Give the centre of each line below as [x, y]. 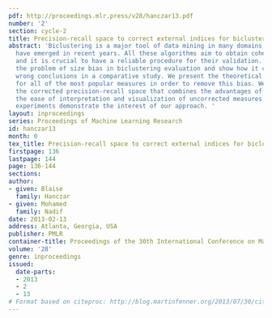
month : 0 [23, 136]
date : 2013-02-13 [38, 219]
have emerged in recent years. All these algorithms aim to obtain [132, 53]
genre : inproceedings [45, 257]
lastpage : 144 [32, 159]
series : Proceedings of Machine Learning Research [96, 121]
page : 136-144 [32, 167]
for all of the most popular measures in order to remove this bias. [135, 83]
